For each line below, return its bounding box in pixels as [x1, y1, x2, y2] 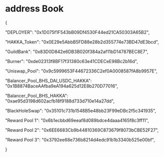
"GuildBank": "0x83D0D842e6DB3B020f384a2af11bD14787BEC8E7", [5, 48, 149, 54]
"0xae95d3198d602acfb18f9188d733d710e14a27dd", [5, 98, 115, 104]
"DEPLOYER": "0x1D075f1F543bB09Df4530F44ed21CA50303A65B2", [5, 29, 150, 35]
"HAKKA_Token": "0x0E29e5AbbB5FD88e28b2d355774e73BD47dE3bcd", [5, 38, 159, 45]
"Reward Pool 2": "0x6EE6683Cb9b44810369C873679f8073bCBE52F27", [5, 127, 159, 133]
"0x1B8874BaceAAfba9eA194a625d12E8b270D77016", [5, 83, 118, 89]
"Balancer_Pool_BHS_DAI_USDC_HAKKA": [5, 77, 92, 83]
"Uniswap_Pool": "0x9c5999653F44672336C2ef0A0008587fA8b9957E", [5, 68, 158, 74]
